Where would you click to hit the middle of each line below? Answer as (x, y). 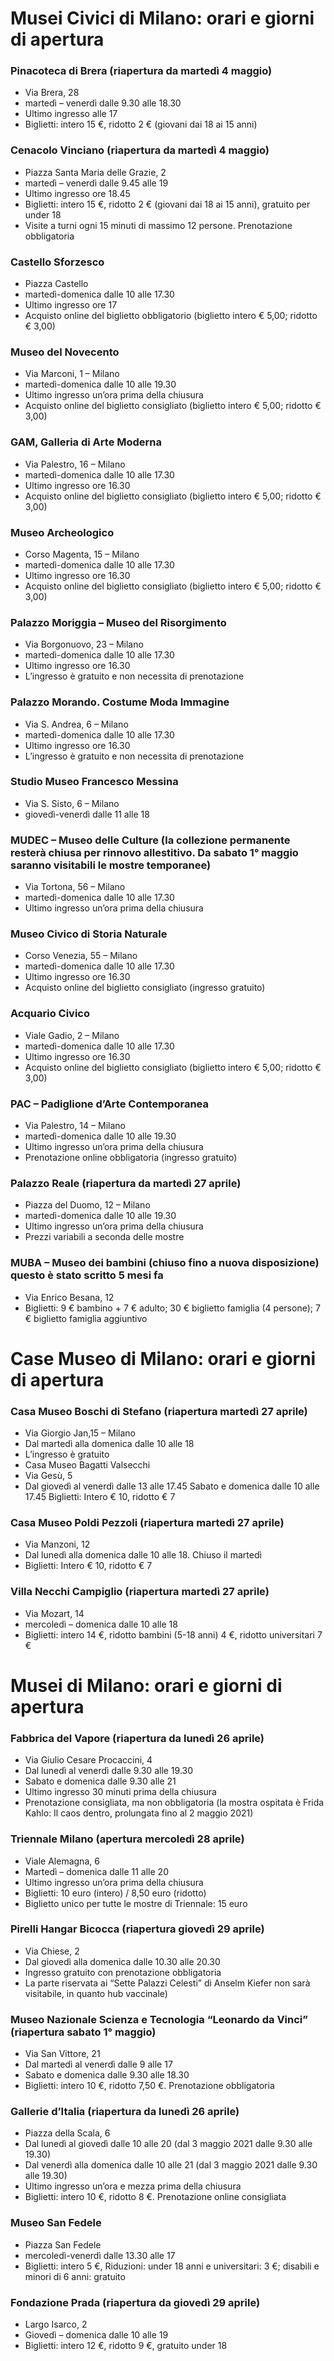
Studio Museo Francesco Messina (94, 782)
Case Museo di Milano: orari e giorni (163, 1358)
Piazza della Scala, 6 (67, 2133)
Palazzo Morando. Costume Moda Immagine (120, 702)
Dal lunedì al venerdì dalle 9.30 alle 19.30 (109, 1771)
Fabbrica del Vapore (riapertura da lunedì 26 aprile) (137, 1738)
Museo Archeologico (62, 532)
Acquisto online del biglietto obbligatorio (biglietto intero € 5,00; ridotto (171, 316)
